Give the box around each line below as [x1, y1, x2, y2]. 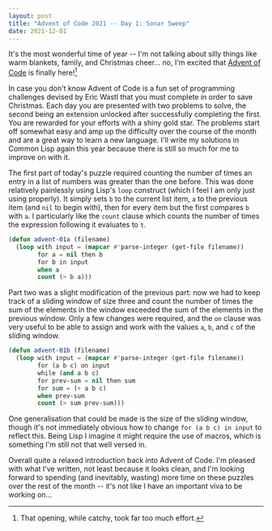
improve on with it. [8, 152, 70, 162]
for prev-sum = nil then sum [37, 376, 136, 385]
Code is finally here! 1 [8, 66, 78, 78]
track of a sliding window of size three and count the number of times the [8, 297, 253, 306]
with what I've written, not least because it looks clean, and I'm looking [8, 464, 245, 474]
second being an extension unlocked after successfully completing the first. [8, 109, 261, 119]
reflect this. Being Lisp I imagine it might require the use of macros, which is [8, 431, 261, 441]
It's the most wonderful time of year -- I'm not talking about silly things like [8, 49, 257, 59]
